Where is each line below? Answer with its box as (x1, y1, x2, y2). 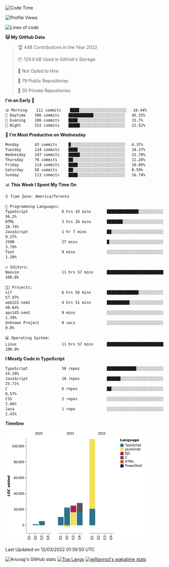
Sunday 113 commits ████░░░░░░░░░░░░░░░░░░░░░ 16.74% (5, 172, 145, 177)
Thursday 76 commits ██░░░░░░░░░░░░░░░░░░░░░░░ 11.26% (5, 157, 145, 162)
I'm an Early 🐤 (5, 98, 35, 103)
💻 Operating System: (5, 336, 50, 341)
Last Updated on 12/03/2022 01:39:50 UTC (5, 546, 95, 552)
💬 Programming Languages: (5, 204, 60, 209)
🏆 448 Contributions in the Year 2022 (17, 44, 97, 50)
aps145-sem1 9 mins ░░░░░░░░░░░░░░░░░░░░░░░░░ (5, 310, 164, 315)
